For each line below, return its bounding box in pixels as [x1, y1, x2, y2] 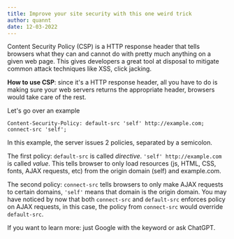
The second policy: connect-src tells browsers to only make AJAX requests [7, 180, 224, 189]
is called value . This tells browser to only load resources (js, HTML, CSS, [7, 159, 217, 168]
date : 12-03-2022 [7, 23, 58, 30]
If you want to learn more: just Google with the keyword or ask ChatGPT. [7, 224, 216, 232]
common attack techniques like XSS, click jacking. [7, 64, 152, 73]
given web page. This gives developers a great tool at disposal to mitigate [7, 57, 219, 66]
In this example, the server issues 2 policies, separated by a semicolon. [7, 138, 213, 147]
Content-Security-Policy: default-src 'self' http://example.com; [7, 120, 205, 127]
